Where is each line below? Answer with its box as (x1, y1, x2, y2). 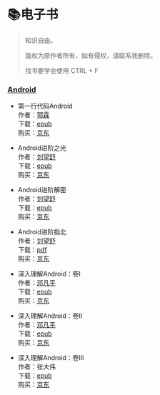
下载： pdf (17, 246, 48, 254)
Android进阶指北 (17, 228, 66, 236)
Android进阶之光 (17, 144, 66, 152)
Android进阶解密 (17, 186, 66, 194)
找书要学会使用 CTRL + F (24, 66, 99, 75)
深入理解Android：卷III (17, 354, 84, 362)
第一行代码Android (17, 101, 73, 111)
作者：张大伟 (17, 362, 56, 371)
